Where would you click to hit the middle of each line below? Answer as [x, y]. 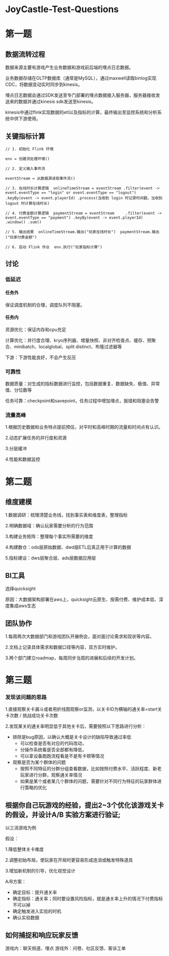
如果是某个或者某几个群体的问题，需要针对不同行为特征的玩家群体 [89, 781]
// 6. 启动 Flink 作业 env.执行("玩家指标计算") [54, 247]
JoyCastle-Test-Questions [62, 9]
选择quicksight [21, 589]
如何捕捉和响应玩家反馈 [42, 935]
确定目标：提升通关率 [35, 892]
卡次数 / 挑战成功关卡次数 [32, 716]
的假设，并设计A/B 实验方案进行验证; [63, 815]
